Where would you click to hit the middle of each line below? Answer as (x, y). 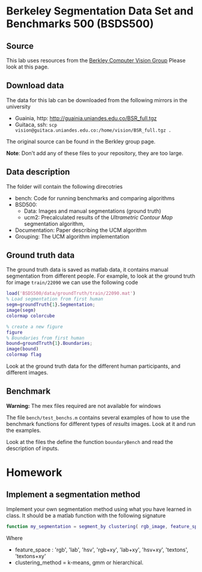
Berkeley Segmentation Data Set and (100, 11)
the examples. (24, 430)
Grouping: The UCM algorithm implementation (72, 236)
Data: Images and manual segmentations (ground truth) (92, 211)
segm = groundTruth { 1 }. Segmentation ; (51, 305)
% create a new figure (35, 327)
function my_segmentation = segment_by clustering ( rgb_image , (87, 526)
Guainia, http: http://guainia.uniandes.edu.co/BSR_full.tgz (86, 118)
